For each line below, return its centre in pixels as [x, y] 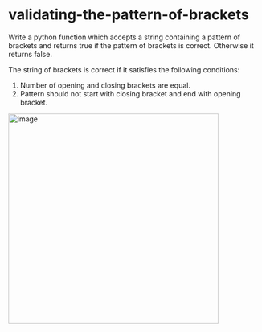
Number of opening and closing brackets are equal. [105, 85]
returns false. [30, 54]
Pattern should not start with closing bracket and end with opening [130, 93]
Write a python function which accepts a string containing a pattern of [125, 37]
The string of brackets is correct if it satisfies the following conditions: [124, 69]
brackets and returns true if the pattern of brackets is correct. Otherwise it [131, 45]
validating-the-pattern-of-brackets [129, 15]
